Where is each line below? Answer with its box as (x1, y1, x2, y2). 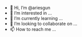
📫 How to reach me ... (9, 26, 56, 32)
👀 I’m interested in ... (9, 10, 52, 16)
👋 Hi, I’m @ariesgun (9, 5, 51, 10)
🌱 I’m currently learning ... (9, 15, 63, 21)
